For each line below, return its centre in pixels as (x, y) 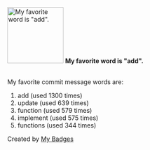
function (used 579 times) (55, 110)
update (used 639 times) (53, 103)
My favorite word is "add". (104, 61)
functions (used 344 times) (57, 125)
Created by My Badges (40, 139)
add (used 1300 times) (50, 95)
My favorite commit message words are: (66, 82)
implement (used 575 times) (58, 118)
